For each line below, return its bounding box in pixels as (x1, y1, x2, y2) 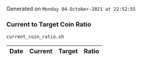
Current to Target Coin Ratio (6, 20, 92, 28)
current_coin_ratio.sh (6, 34, 64, 40)
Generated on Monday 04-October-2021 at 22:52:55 (6, 5, 136, 12)
